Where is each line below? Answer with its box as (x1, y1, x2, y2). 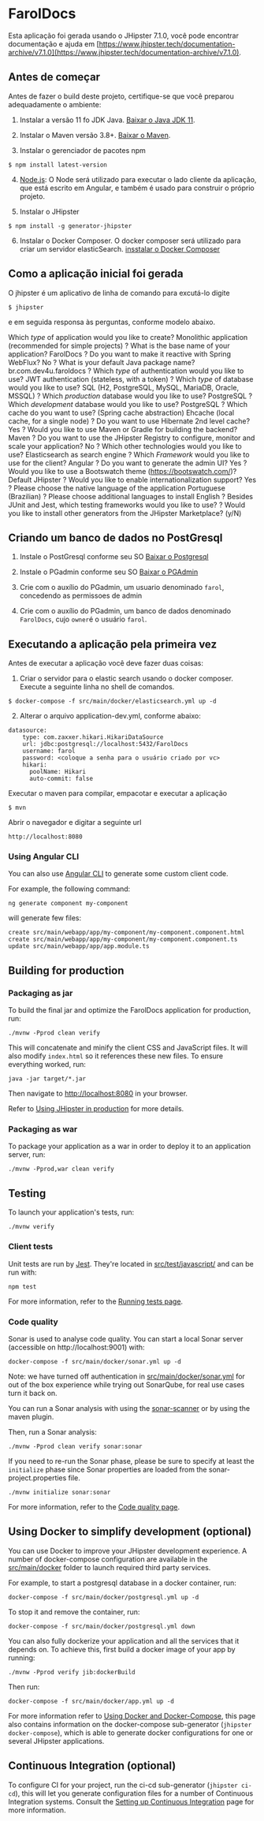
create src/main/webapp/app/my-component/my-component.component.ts (8, 935, 238, 943)
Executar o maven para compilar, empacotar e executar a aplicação (8, 789, 227, 798)
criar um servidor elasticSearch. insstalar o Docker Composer (19, 244, 221, 253)
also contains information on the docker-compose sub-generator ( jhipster (8, 1719, 252, 1729)
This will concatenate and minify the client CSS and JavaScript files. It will (8, 1043, 248, 1053)
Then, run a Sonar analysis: (8, 1427, 97, 1436)
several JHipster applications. (8, 1736, 105, 1745)
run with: (8, 1267, 37, 1277)
